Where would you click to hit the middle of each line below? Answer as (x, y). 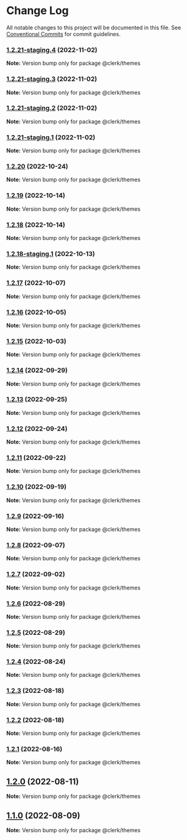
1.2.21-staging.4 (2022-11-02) (52, 49)
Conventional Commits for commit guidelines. (63, 34)
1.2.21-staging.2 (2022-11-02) (52, 108)
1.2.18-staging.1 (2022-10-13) (51, 254)
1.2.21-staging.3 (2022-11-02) (52, 79)
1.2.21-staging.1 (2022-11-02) (51, 137)
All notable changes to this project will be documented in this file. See (94, 27)
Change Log (37, 11)
